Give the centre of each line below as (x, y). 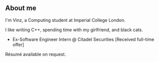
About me (21, 8)
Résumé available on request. (35, 54)
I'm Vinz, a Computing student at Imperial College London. (65, 20)
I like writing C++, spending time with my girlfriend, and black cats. (74, 30)
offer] (18, 45)
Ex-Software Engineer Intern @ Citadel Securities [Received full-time (83, 39)
